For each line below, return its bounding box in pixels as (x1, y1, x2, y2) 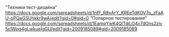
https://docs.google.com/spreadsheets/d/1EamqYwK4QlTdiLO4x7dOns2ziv (5, 20, 163, 26)
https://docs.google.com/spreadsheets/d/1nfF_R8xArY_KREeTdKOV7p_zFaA (5, 10, 164, 16)
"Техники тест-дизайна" (5, 5, 57, 10)
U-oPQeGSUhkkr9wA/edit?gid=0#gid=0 (5, 15, 90, 21)
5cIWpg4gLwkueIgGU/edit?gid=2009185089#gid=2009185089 (5, 26, 138, 32)
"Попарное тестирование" (90, 15, 147, 21)
